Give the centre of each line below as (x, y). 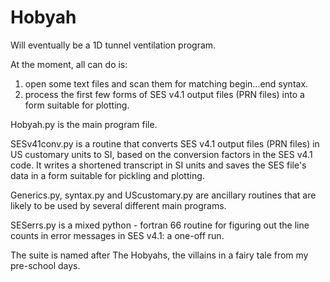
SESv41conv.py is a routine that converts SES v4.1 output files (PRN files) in (165, 143)
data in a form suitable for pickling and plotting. (107, 175)
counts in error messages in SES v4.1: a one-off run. (117, 235)
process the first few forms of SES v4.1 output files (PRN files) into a (164, 94)
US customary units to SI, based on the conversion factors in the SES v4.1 (161, 154)
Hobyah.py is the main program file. (84, 124)
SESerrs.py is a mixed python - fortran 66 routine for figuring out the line (160, 225)
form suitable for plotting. (77, 105)
